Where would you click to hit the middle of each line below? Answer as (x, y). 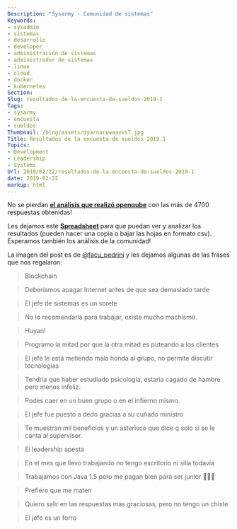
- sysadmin (23, 27)
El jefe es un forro (51, 518)
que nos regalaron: (35, 262)
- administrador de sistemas (50, 60)
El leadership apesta (54, 449)
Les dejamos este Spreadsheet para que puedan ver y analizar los (104, 226)
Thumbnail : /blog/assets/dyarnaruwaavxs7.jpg (75, 132)
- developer (25, 47)
